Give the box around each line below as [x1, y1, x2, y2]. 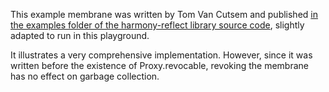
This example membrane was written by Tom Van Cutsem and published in [10, 9, 318, 20]
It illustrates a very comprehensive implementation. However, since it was [10, 49, 313, 61]
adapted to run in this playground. [10, 30, 150, 41]
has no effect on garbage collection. [10, 70, 160, 82]
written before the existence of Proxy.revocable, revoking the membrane [10, 60, 309, 71]
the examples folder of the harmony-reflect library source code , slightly [10, 19, 305, 31]
